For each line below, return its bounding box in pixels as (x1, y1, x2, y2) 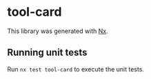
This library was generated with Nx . (7, 27, 108, 35)
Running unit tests (7, 47, 88, 58)
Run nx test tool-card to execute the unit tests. (7, 65, 145, 73)
